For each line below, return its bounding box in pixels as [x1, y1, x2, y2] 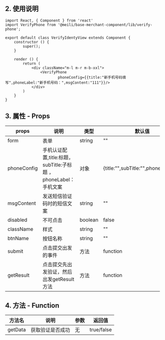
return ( [23, 61, 41, 66]
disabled [7, 216, 27, 223]
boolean [79, 216, 99, 223]
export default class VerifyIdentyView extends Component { [5, 35, 131, 40]
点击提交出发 [42, 244, 72, 251]
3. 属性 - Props [5, 112, 50, 121]
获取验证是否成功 [30, 327, 70, 334]
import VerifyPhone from [5, 22, 56, 27]
